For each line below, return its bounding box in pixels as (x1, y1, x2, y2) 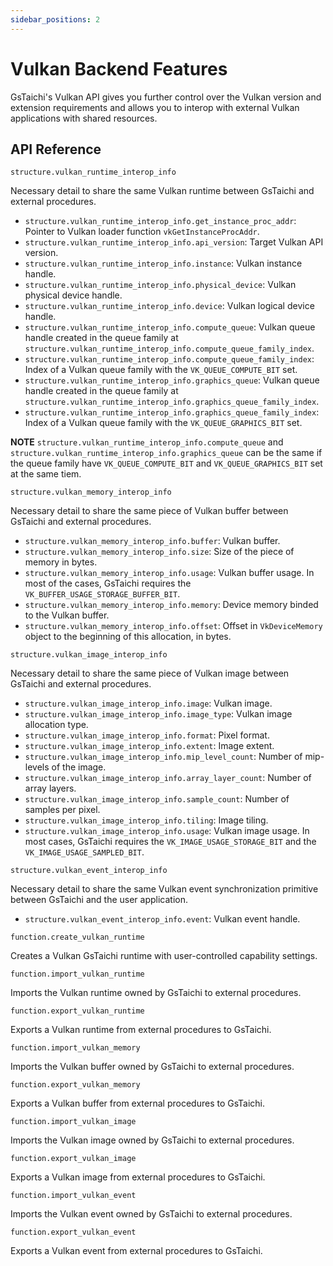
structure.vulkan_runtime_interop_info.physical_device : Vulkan (24, 279, 297, 291)
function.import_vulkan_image (10, 1117, 137, 1127)
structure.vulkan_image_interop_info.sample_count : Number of (24, 793, 290, 805)
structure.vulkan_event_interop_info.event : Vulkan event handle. (24, 913, 301, 925)
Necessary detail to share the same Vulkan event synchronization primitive (10, 883, 319, 895)
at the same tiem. (10, 468, 82, 480)
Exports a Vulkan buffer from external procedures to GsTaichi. (10, 1097, 266, 1110)
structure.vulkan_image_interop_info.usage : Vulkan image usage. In (24, 825, 310, 837)
